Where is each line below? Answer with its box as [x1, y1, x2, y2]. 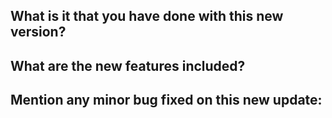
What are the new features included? [10, 57, 246, 74]
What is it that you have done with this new [10, 8, 284, 25]
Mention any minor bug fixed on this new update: [10, 92, 323, 109]
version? [10, 24, 67, 41]
